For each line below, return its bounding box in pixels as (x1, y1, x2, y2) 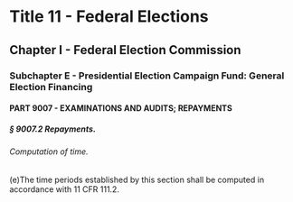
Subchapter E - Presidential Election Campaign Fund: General (9, 69, 285, 82)
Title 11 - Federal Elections (9, 6, 210, 27)
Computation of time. (9, 146, 89, 157)
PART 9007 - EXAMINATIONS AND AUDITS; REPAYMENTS (9, 103, 233, 114)
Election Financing (9, 80, 93, 93)
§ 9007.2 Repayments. (9, 124, 97, 134)
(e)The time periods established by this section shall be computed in (9, 174, 265, 185)
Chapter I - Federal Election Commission (9, 42, 241, 58)
